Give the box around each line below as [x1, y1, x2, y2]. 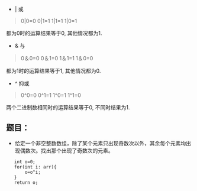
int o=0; [14, 158, 35, 165]
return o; [14, 179, 38, 186]
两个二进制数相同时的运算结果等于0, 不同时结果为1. [6, 104, 130, 111]
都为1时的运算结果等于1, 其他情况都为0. [6, 67, 101, 74]
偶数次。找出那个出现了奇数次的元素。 [20, 147, 114, 154]
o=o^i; [24, 169, 41, 175]
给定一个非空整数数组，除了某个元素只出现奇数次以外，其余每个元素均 [14, 140, 186, 147]
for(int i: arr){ [14, 164, 57, 170]
